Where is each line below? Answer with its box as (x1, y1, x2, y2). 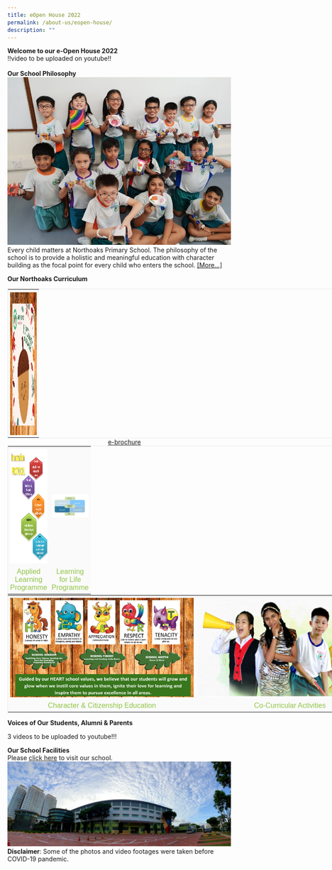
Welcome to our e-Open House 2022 (7, 47, 118, 55)
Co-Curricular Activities (254, 701, 326, 710)
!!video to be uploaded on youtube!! (7, 54, 112, 63)
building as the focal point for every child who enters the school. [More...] (7, 261, 223, 270)
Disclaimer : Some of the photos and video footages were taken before (7, 847, 214, 856)
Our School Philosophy (7, 70, 77, 78)
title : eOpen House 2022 (7, 11, 81, 18)
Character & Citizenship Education (48, 701, 156, 710)
